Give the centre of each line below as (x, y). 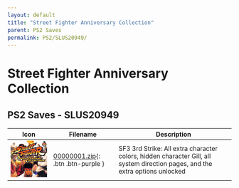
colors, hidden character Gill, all (165, 156)
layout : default (31, 15)
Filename (83, 134)
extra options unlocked (152, 171)
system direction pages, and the (165, 163)
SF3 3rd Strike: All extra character (168, 148)
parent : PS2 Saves (34, 30)
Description (174, 134)
